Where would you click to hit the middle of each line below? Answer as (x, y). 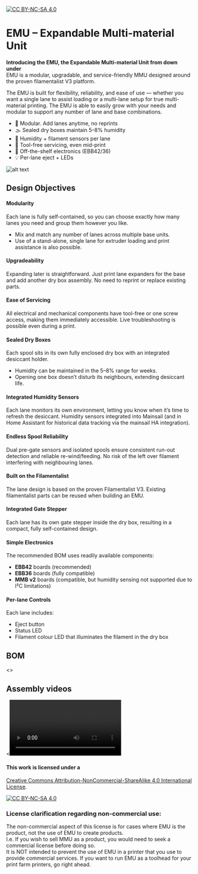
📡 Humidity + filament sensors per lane (62, 138)
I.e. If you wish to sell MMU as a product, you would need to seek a (88, 839)
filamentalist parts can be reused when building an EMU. (75, 495)
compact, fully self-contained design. (52, 528)
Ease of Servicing (28, 300)
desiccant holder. (27, 359)
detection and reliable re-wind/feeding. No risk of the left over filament (93, 456)
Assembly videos (39, 689)
